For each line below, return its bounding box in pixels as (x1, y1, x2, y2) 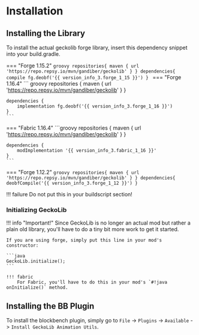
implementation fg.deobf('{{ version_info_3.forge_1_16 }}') (17, 103, 173, 109)
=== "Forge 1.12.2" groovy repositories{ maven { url (6, 169, 140, 175)
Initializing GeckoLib (6, 205, 67, 214)
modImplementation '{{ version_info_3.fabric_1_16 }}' (17, 148, 157, 154)
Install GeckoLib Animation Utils (11, 324, 98, 331)
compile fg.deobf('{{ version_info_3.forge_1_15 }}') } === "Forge (6, 74, 182, 80)
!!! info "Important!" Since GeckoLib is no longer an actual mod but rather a (6, 219, 191, 226)
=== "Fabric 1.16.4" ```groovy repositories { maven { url (6, 124, 141, 131)
